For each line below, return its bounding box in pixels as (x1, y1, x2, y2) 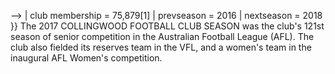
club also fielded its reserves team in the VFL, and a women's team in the (10, 41, 312, 53)
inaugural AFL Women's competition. (10, 52, 163, 64)
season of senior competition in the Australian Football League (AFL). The (10, 31, 315, 42)
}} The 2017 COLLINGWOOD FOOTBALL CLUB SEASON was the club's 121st (10, 20, 325, 32)
